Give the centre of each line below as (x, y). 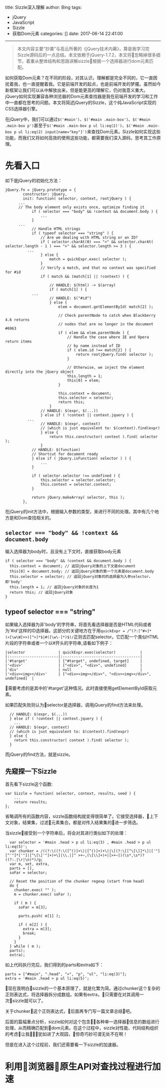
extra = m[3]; (37, 929)
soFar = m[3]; (33, 907)
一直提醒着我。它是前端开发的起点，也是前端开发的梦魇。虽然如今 (94, 84)
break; (30, 934)
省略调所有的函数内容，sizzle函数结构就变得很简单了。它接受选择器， (77, 816)
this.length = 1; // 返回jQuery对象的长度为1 (54, 587)
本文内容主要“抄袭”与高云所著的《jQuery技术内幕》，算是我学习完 (83, 49)
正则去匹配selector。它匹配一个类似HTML (116, 637)
